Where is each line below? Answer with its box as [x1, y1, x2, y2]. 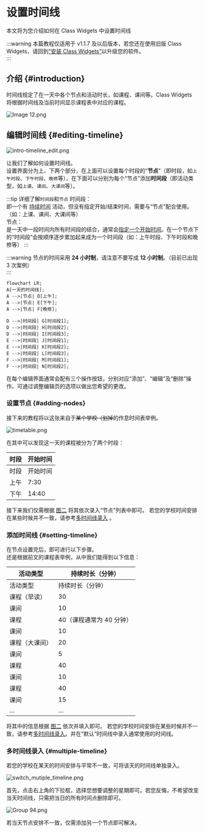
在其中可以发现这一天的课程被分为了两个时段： [6, 439, 124, 446]
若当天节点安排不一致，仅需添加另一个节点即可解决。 [6, 819, 140, 827]
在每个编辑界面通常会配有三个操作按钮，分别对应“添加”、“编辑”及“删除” [6, 375, 186, 382]
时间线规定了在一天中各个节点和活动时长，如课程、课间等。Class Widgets [6, 91, 192, 98]
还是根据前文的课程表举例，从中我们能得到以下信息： [6, 554, 140, 561]
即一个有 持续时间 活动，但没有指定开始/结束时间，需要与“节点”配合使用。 [6, 203, 193, 210]
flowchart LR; [6, 280, 43, 286]
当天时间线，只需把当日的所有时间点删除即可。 [6, 794, 124, 801]
